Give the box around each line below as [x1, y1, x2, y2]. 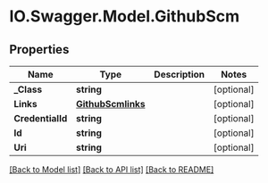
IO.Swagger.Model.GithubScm [9, 6, 240, 27]
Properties [9, 42, 70, 57]
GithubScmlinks [75, 98, 146, 110]
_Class [13, 83, 43, 96]
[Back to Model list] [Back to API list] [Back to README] [9, 164, 214, 175]
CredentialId [13, 112, 68, 124]
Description [154, 69, 205, 80]
